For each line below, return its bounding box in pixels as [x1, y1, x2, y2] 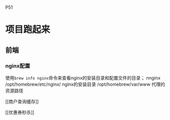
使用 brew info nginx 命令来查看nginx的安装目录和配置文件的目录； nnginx [5, 75, 161, 81]
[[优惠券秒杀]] [5, 109, 35, 115]
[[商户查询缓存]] [5, 98, 39, 104]
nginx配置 [5, 62, 31, 69]
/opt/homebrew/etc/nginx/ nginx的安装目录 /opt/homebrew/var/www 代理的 [5, 81, 165, 87]
